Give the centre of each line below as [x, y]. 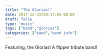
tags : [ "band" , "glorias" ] [32, 28]
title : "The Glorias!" [29, 10]
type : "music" [20, 24]
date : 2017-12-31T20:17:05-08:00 [40, 14]
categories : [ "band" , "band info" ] [41, 33]
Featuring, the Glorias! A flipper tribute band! [51, 47]
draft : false [19, 19]
